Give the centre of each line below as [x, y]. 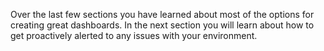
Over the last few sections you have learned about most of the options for [162, 14]
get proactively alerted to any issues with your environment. [134, 35]
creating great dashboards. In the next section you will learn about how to [162, 25]
